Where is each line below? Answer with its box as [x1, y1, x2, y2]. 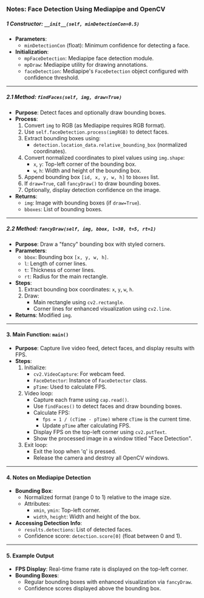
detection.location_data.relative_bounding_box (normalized [33, 141, 187, 148]
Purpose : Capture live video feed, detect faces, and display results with [15, 345, 195, 352]
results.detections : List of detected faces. [24, 526, 133, 533]
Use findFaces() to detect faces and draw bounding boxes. [33, 403, 182, 410]
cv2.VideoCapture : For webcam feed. [33, 370, 126, 378]
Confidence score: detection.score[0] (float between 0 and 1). [24, 532, 182, 540]
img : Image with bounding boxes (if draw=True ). [24, 199, 141, 206]
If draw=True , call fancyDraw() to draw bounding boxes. [24, 180, 161, 187]
